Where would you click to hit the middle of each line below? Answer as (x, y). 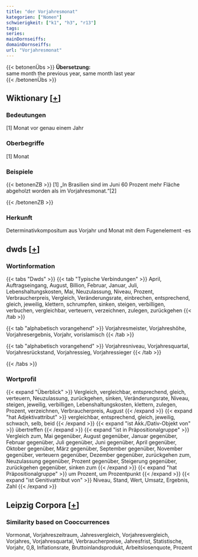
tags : (13, 28)
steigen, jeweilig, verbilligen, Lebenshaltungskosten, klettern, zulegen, (92, 405)
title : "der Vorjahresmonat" (42, 12)
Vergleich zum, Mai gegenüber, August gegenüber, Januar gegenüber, (92, 436)
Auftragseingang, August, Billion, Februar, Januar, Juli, (72, 286)
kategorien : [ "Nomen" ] (34, 17)
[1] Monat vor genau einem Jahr (45, 128)
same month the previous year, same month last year (71, 73)
